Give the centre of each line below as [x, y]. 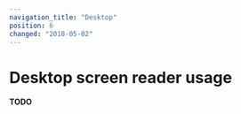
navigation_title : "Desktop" [63, 17]
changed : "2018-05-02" [51, 34]
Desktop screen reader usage [121, 77]
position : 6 [31, 26]
